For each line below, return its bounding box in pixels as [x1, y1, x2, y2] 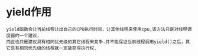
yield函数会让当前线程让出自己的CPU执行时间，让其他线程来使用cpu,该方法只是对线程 [6, 26, 188, 32]
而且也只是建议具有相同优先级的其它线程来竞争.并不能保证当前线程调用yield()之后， [6, 39, 186, 45]
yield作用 [6, 5, 52, 19]
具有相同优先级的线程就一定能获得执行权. [10, 45, 97, 51]
